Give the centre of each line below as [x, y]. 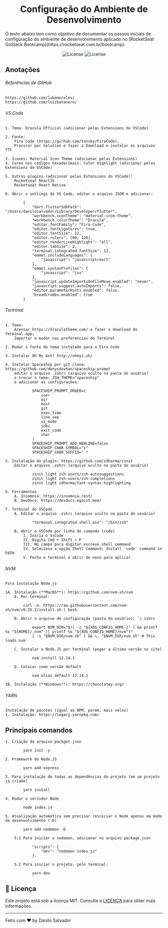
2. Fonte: [15, 137]
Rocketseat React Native [40, 185]
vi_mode [49, 421]
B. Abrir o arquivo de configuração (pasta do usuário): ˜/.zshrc [85, 619]
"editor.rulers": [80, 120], [62, 238]
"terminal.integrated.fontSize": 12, [71, 251]
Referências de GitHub [28, 82]
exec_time [51, 413]
